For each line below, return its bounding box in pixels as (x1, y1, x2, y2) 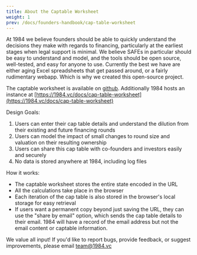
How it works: (6, 169, 40, 176)
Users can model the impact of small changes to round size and (14, 133, 170, 140)
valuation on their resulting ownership (14, 139, 107, 146)
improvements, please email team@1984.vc (6, 243, 112, 250)
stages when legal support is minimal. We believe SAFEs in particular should (6, 48, 192, 55)
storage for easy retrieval (14, 200, 77, 207)
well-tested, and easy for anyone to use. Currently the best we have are (6, 61, 180, 68)
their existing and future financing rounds (14, 126, 116, 133)
